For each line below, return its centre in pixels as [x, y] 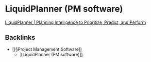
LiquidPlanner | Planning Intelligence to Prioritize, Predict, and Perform [75, 22]
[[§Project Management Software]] [47, 49]
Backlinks [20, 38]
